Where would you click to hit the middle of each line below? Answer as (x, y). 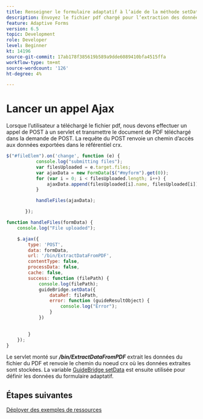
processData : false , (54, 267)
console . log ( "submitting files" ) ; (79, 162)
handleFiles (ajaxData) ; (66, 201)
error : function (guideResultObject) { (99, 301)
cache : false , (46, 273)
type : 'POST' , (46, 245)
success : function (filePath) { (69, 278)
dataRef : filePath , (74, 295)
